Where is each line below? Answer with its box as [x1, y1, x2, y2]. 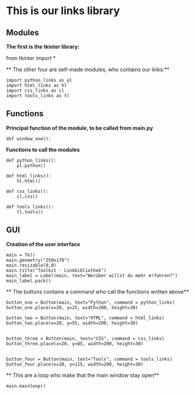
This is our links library [6, 4, 120, 18]
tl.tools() [16, 209, 44, 215]
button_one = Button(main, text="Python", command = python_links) [6, 299, 176, 306]
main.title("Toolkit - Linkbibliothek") [6, 267, 107, 273]
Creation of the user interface [6, 240, 81, 248]
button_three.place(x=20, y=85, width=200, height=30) [6, 340, 144, 347]
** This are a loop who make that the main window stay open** [6, 371, 160, 379]
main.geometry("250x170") [6, 257, 70, 263]
